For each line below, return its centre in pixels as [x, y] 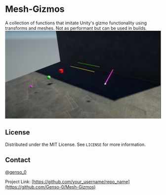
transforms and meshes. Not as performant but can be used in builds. [76, 28]
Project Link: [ [19, 182]
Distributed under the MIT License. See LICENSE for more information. [75, 144]
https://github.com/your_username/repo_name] [81, 182]
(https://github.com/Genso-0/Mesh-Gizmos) [50, 187]
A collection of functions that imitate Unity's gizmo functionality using [76, 23]
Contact [18, 160]
